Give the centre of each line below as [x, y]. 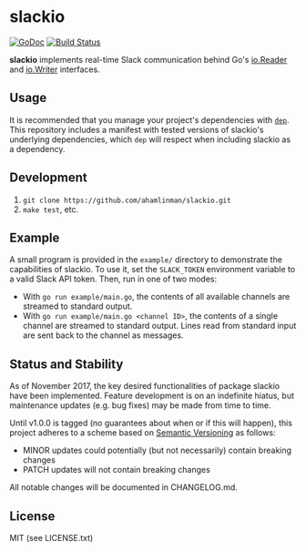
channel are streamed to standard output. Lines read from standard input [159, 326]
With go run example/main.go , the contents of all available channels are [156, 297]
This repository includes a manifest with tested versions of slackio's [137, 129]
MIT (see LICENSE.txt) [51, 538]
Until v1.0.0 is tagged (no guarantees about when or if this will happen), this [151, 423]
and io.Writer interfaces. [55, 69]
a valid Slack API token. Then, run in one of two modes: [113, 279]
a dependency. [37, 148]
